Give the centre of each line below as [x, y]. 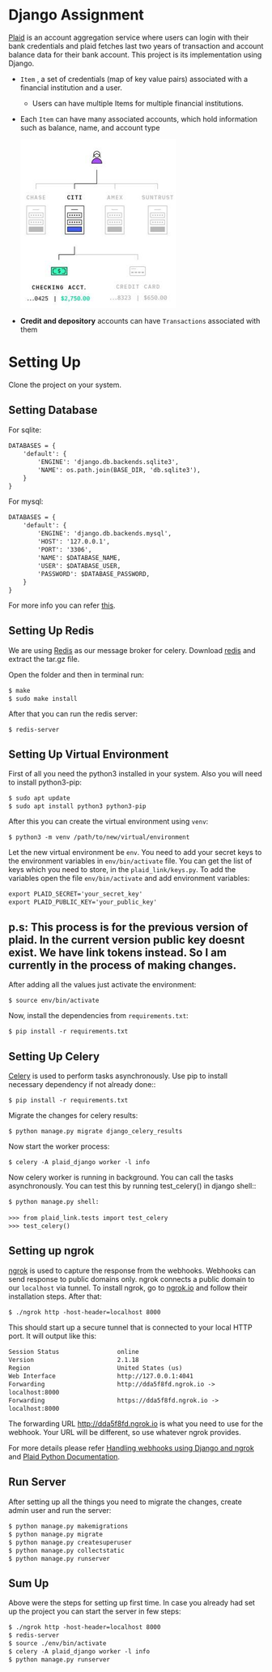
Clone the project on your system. [65, 385]
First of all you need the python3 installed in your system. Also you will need [135, 774]
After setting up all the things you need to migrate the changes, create [125, 1502]
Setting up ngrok [51, 1251]
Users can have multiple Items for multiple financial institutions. [138, 103]
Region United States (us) [96, 1368]
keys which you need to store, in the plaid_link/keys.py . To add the [122, 870]
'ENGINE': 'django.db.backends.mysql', [105, 533]
